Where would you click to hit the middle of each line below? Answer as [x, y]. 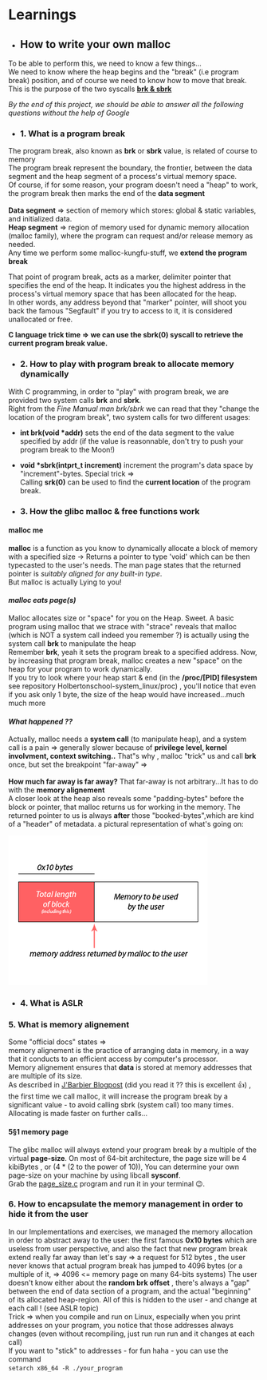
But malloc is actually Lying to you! [65, 582]
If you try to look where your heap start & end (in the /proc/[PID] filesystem [133, 677]
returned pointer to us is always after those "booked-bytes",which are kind [131, 816]
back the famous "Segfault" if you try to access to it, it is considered [120, 311]
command [25, 1359]
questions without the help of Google [69, 113]
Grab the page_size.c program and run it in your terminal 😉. [107, 1183]
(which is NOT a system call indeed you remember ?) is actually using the [129, 635]
